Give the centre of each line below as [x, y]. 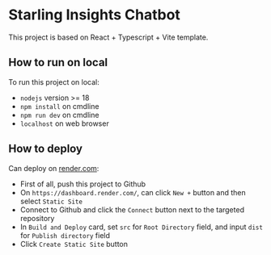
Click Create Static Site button [74, 244]
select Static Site [51, 201]
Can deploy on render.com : [54, 168]
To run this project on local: [54, 82]
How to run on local [58, 63]
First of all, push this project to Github [83, 184]
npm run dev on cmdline [59, 115]
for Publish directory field [65, 235]
